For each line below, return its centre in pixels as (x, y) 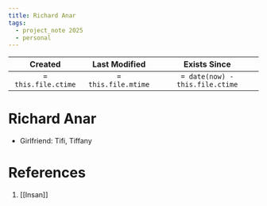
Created (45, 64)
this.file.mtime (119, 85)
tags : (17, 23)
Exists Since (207, 64)
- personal (33, 38)
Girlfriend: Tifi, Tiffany (56, 141)
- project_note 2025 (49, 30)
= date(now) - (207, 77)
